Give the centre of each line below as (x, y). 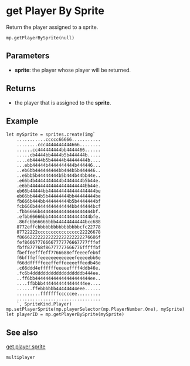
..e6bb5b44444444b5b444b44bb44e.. (59, 176)
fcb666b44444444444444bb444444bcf (59, 207)
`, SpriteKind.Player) (44, 304)
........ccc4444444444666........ (59, 145)
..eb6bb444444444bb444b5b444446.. (59, 171)
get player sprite (26, 347)
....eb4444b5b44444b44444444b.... (59, 160)
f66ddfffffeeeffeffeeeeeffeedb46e (59, 263)
